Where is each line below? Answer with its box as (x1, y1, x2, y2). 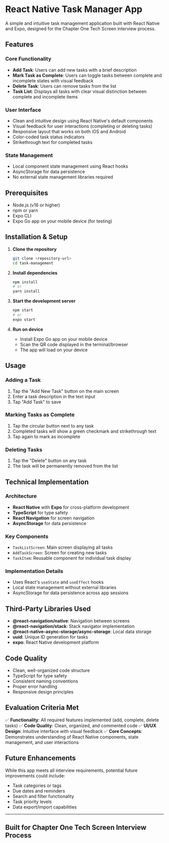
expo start (12, 317, 36, 322)
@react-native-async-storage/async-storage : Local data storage (12, 628, 152, 635)
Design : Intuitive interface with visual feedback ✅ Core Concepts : (5, 728, 142, 734)
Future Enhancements (5, 754, 76, 763)
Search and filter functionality (12, 793, 74, 799)
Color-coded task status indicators (12, 134, 84, 140)
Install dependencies (12, 270, 58, 276)
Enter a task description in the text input (12, 393, 96, 399)
